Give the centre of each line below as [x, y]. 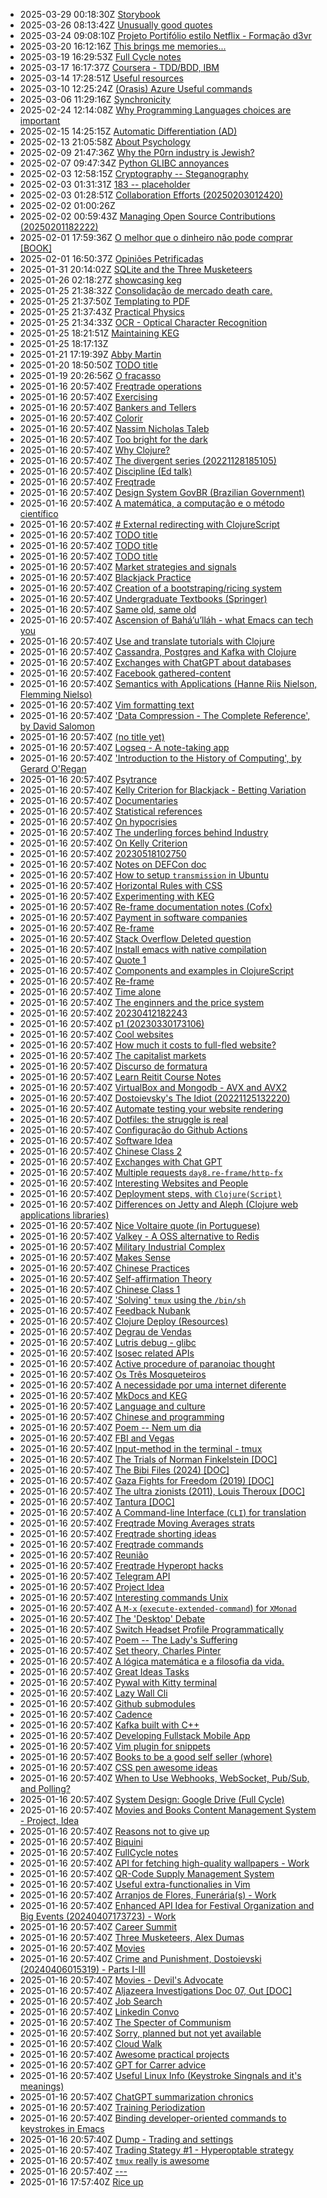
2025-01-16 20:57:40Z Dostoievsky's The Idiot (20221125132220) [155, 1098]
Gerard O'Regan [53, 768]
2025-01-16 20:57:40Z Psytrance [88, 779]
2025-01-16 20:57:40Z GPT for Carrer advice [113, 2065]
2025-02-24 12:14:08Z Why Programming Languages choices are [155, 110]
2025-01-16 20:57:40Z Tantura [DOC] [97, 1502]
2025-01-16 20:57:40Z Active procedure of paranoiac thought [147, 1363]
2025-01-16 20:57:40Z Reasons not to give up [114, 1831]
